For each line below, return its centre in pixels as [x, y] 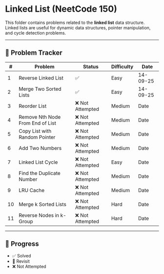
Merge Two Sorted [40, 89]
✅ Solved [21, 255]
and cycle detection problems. [36, 33]
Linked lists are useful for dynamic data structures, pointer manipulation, [78, 27]
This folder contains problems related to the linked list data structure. [75, 22]
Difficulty [122, 66]
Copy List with [35, 131]
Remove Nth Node [40, 117]
